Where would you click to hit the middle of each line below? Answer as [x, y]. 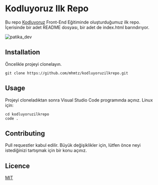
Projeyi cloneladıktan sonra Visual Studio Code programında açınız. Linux [79, 100]
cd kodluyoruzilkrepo [27, 114]
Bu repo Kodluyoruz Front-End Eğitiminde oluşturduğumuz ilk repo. [73, 22]
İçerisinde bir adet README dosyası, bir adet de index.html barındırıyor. [77, 27]
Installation [23, 52]
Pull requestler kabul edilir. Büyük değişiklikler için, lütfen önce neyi [73, 145]
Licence [18, 166]
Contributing [25, 133]
